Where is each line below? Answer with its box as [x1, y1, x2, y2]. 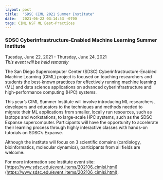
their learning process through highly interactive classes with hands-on [5, 125, 148, 130]
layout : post [5, 7, 32, 12]
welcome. [5, 149, 25, 155]
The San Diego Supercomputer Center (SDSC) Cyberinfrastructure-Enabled [5, 69, 157, 74]
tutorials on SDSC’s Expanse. [5, 129, 63, 135]
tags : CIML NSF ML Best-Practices [5, 20, 75, 26]
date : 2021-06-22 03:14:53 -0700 [5, 16, 77, 21]
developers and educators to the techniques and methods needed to [5, 104, 143, 109]
